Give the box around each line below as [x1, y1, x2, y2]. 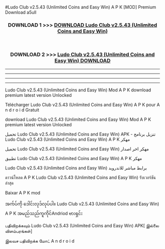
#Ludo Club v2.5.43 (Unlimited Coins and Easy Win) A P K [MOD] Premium [5, 4, 156, 10]
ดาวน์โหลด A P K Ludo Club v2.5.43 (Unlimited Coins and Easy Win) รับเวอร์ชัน [5, 174, 156, 180]
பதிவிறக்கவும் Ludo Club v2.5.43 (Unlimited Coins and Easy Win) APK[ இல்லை [5, 222, 159, 228]
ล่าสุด [5, 180, 14, 186]
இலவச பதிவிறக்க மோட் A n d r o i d [5, 238, 75, 244]
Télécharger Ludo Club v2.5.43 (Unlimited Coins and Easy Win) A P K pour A [5, 102, 160, 108]
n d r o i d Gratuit [5, 107, 39, 112]
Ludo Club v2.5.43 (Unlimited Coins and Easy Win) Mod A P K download [5, 87, 151, 93]
